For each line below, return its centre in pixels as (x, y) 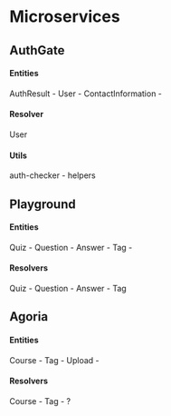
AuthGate (37, 50)
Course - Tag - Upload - (54, 360)
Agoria (28, 317)
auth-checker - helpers (53, 175)
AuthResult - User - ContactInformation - (86, 94)
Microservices (65, 17)
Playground (43, 204)
